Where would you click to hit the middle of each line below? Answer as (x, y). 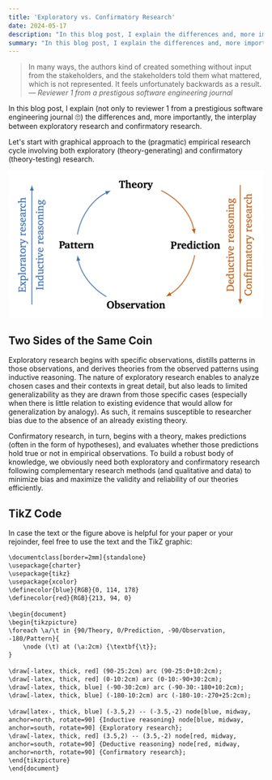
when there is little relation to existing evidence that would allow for (121, 403)
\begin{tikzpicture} (43, 623)
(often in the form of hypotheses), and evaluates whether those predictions (134, 445)
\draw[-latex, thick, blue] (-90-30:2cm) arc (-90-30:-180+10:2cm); (126, 687)
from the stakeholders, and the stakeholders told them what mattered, (145, 75)
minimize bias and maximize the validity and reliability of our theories (123, 480)
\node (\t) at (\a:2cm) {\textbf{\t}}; (90, 647)
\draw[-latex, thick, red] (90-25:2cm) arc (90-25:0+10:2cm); (115, 671)
